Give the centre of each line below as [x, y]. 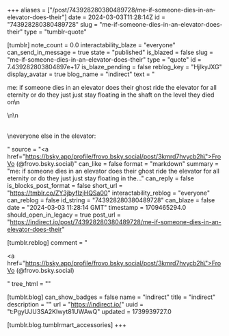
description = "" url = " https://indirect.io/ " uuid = [76, 304]
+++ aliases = [27, 10]
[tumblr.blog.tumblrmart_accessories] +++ [67, 325]
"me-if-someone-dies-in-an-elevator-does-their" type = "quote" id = [104, 60]
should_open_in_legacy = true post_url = [64, 215]
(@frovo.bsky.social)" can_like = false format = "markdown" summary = [117, 164]
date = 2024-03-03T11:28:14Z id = [117, 17]
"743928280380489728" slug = [52, 24]
